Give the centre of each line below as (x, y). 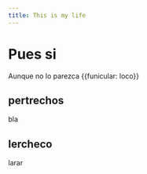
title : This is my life (47, 15)
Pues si (32, 54)
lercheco (30, 144)
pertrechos (36, 100)
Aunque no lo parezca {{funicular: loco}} (74, 76)
